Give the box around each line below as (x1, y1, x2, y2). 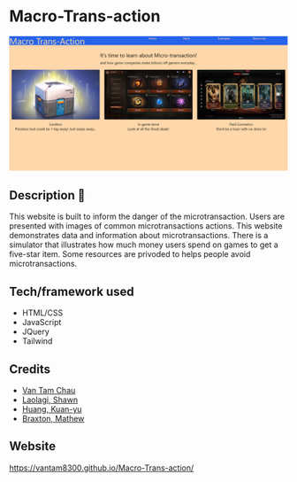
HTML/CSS (21, 307, 64, 318)
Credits (9, 361, 51, 377)
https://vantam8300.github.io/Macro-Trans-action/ (9, 463, 194, 473)
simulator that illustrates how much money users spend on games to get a (9, 239, 278, 250)
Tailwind (21, 336, 53, 346)
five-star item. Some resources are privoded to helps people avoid (9, 249, 251, 260)
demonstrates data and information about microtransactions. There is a (9, 230, 269, 241)
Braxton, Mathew (21, 414, 85, 424)
